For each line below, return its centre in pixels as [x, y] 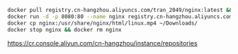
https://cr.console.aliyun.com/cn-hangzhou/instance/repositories [102, 43]
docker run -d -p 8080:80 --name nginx [66, 16]
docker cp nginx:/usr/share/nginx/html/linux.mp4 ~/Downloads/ [103, 23]
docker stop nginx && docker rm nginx [64, 29]
